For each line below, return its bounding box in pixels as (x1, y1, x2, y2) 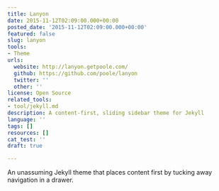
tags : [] (7, 122, 33, 130)
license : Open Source (7, 89, 72, 97)
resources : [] (7, 129, 50, 136)
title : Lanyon (7, 10, 50, 18)
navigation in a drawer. (7, 175, 74, 185)
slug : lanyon (7, 37, 46, 44)
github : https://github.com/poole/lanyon (13, 70, 138, 77)
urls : (7, 57, 23, 64)
